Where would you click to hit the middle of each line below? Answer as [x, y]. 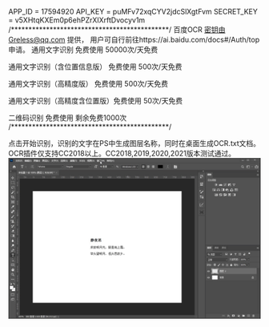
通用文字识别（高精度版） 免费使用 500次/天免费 [88, 84]
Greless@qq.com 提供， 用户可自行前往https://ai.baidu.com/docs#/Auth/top [134, 40]
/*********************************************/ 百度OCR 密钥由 [117, 30]
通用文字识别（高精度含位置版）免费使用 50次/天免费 [96, 101]
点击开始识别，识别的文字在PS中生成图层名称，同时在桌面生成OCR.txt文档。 [134, 143]
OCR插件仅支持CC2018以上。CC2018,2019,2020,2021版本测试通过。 [122, 153]
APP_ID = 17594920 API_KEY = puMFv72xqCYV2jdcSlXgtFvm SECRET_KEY [133, 12]
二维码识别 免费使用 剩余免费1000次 [68, 118]
